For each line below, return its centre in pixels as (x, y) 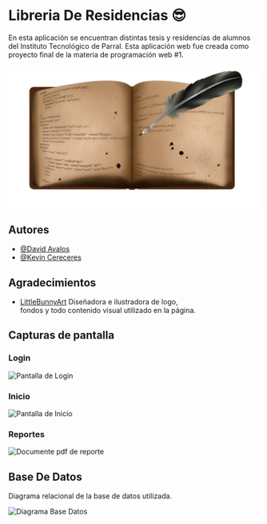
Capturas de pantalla (61, 335)
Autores (29, 230)
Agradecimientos (52, 282)
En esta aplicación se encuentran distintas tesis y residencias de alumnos (130, 38)
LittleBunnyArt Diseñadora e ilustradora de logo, (99, 302)
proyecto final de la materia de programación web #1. (96, 54)
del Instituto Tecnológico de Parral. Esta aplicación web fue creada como (129, 46)
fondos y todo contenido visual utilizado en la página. (108, 311)
